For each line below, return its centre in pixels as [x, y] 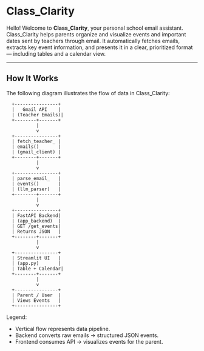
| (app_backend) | [36, 221]
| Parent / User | [36, 295]
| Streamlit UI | [36, 258]
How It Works [32, 79]
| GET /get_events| [36, 226]
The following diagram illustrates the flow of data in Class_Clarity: [88, 93]
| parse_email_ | [36, 178]
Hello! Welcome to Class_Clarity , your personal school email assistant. [95, 28]
